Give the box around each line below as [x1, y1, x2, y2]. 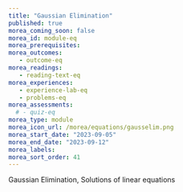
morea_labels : [8, 146, 56, 154]
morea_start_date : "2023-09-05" [8, 130, 116, 138]
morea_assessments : [8, 101, 74, 109]
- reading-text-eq [18, 71, 81, 79]
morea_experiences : [8, 78, 74, 86]
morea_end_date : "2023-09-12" [8, 138, 110, 146]
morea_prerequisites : [8, 42, 81, 50]
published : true [8, 19, 63, 27]
